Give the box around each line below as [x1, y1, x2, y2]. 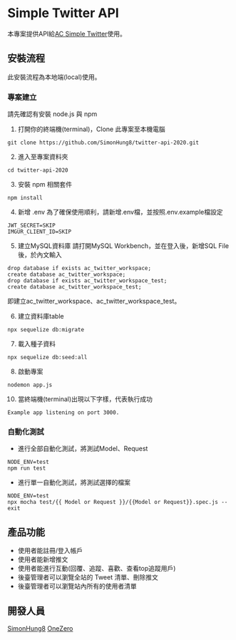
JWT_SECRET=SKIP [7, 222, 56, 229]
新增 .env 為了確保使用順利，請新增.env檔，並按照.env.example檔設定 [17, 208, 223, 217]
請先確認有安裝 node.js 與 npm [7, 110, 98, 118]
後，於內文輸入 [17, 251, 62, 259]
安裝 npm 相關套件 [17, 180, 73, 189]
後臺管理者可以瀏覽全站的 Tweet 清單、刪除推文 [17, 573, 158, 582]
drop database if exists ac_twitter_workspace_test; [7, 277, 168, 284]
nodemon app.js [7, 381, 53, 389]
